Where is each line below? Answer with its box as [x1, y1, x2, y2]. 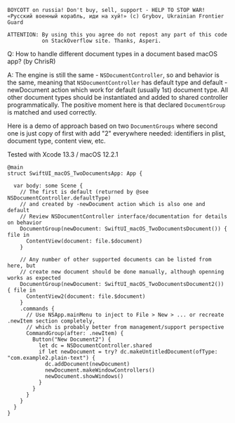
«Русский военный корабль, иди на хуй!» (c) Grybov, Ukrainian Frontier [7, 13, 224, 20]
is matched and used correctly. [7, 108, 97, 116]
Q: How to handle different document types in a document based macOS [7, 50, 217, 58]
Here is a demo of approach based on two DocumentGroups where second [7, 122, 218, 130]
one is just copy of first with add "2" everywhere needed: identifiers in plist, [7, 129, 226, 137]
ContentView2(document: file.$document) [25, 293, 146, 300]
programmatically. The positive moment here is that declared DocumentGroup [7, 100, 226, 109]
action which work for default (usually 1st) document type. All [51, 86, 229, 94]
